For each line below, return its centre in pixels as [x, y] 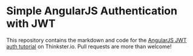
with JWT [31, 24]
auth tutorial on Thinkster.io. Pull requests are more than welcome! [89, 46]
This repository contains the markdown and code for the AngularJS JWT [97, 40]
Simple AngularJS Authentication [92, 11]
